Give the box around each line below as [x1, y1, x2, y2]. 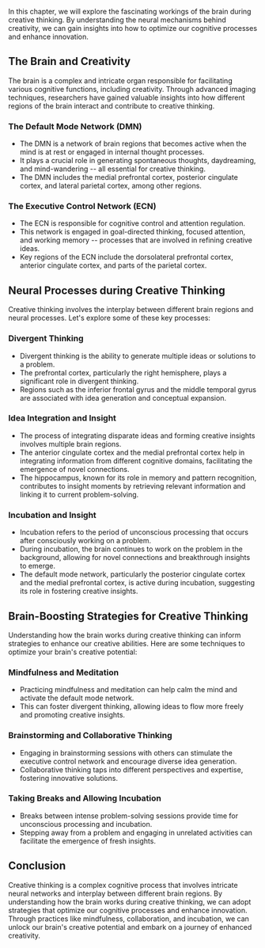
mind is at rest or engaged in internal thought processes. [19, 147, 205, 157]
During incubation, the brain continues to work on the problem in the [19, 544, 243, 554]
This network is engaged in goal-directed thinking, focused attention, [19, 227, 246, 237]
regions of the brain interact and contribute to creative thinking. [8, 101, 215, 110]
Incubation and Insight [8, 509, 97, 520]
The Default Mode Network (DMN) [8, 120, 142, 131]
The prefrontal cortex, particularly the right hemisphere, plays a [19, 367, 227, 377]
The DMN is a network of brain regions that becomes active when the [19, 139, 247, 149]
